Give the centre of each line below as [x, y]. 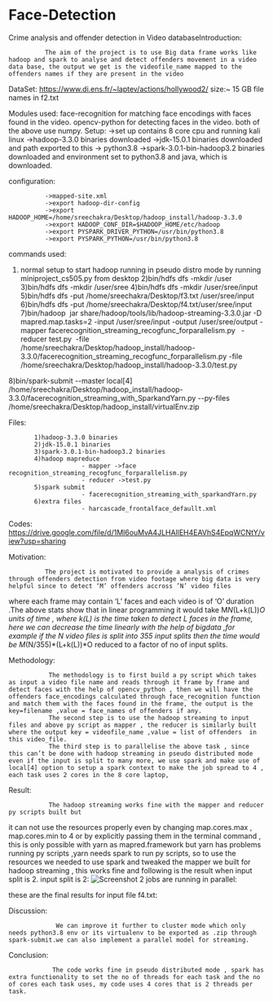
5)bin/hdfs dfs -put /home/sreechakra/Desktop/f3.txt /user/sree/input [137, 296]
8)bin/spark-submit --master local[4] [70, 380]
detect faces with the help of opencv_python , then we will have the [131, 689]
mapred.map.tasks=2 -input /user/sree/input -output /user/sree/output [139, 321]
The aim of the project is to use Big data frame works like [150, 52]
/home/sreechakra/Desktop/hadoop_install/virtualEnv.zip [104, 407]
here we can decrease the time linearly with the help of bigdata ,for [122, 627]
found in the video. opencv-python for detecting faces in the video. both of [134, 122]
